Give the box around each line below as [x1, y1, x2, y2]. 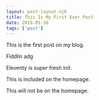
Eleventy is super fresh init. [6, 64, 72, 72]
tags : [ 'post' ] [6, 25, 44, 31]
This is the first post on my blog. [6, 41, 84, 49]
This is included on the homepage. [6, 76, 90, 83]
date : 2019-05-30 [6, 20, 49, 25]
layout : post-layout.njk [6, 8, 67, 15]
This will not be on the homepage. [6, 87, 89, 95]
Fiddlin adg [6, 53, 34, 60]
